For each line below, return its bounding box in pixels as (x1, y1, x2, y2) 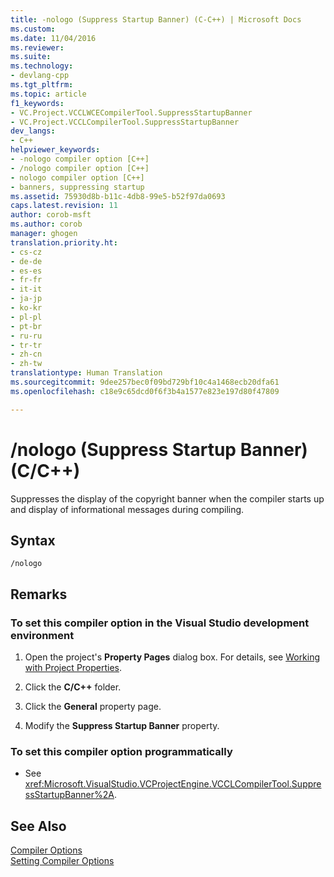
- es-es (10, 266, 43, 276)
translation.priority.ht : (10, 237, 118, 248)
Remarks (10, 586, 68, 603)
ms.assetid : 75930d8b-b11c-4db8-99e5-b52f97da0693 (10, 191, 226, 201)
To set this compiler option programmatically (10, 744, 233, 758)
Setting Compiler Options (10, 855, 115, 867)
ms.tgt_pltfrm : (10, 80, 74, 90)
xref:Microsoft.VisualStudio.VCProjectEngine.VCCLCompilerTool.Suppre (24, 778, 322, 790)
